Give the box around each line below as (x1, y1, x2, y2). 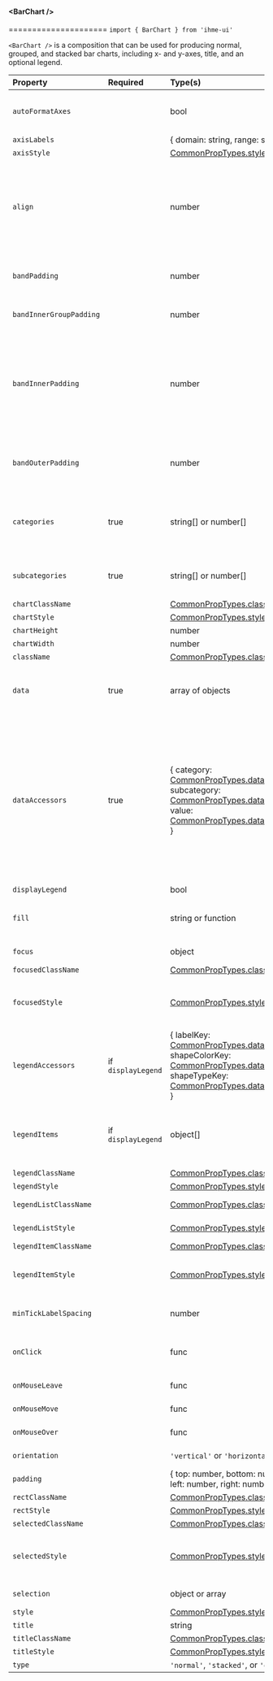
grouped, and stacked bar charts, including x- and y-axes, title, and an (8, 49, 245, 59)
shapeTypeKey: (170, 1070, 229, 1081)
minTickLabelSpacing (12, 1309, 92, 1318)
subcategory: (170, 784, 221, 796)
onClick (12, 1348, 42, 1357)
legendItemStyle (12, 1271, 76, 1279)
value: (170, 805, 193, 816)
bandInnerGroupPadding (12, 310, 100, 319)
